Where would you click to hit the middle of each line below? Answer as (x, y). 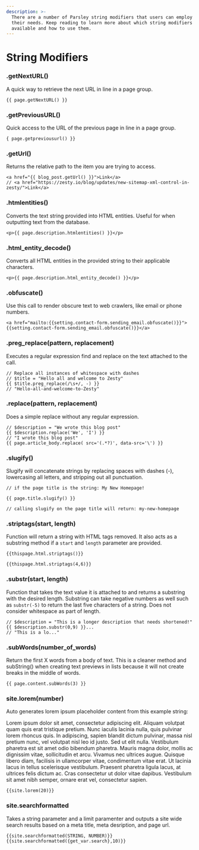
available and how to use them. (52, 28)
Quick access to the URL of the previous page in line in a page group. (91, 128)
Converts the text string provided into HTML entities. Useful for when (91, 216)
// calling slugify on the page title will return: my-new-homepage (93, 509)
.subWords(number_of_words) (51, 647)
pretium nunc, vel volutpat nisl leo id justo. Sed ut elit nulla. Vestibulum (92, 742)
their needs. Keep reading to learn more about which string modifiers (102, 23)
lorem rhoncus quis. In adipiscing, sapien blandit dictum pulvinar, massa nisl (99, 736)
